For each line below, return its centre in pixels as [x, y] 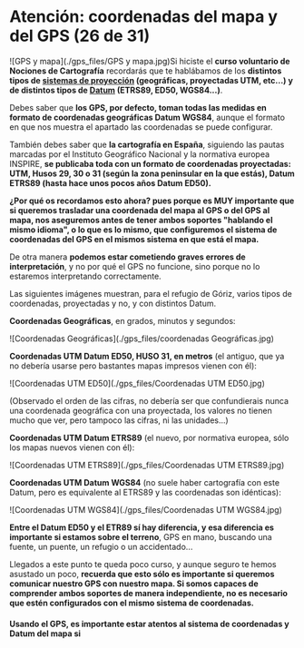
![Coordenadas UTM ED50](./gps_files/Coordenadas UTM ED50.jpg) [137, 383]
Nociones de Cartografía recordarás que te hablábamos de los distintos [146, 71]
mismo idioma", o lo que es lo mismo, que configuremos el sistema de [143, 230]
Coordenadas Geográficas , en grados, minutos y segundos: [123, 320]
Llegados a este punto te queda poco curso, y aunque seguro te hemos [143, 564]
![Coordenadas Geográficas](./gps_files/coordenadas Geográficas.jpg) [142, 339]
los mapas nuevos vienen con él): [72, 447]
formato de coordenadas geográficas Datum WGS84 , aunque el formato [147, 117]
